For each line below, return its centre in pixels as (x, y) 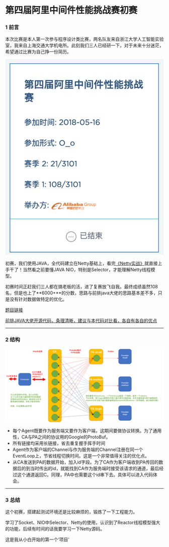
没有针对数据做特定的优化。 (38, 299)
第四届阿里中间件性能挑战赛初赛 (71, 10)
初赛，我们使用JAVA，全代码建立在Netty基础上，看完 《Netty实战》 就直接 (81, 263)
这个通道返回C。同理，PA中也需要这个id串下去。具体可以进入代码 (85, 475)
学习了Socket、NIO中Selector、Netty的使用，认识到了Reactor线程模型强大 (83, 523)
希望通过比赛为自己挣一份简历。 (38, 52)
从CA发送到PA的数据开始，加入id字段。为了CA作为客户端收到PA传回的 (86, 462)
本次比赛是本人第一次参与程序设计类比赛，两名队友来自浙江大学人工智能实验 (84, 39)
